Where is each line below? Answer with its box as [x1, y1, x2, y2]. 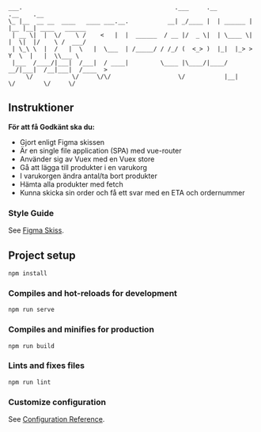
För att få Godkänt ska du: [8, 122, 95, 131]
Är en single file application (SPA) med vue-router [19, 146, 182, 155]
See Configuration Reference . [8, 415, 105, 424]
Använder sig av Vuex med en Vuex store [19, 154, 155, 164]
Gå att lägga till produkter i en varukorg [19, 162, 148, 172]
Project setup [8, 248, 77, 262]
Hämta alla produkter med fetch [19, 179, 124, 189]
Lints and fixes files [8, 360, 85, 371]
